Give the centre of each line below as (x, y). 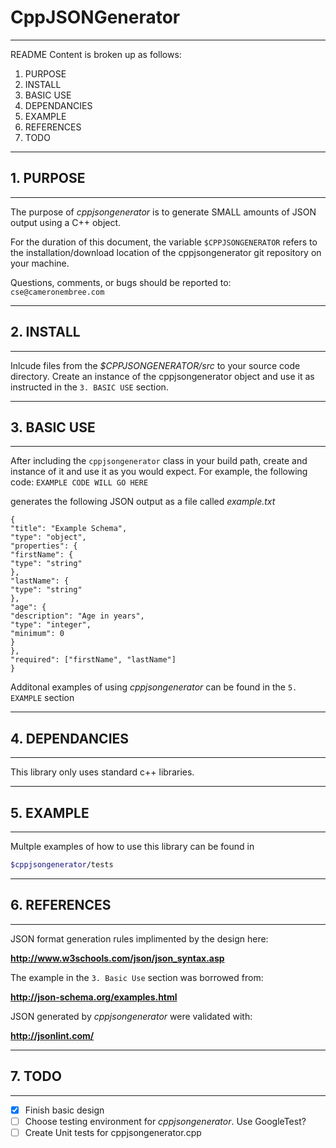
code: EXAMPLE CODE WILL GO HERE (79, 482)
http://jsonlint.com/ (52, 1035)
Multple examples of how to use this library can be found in (132, 846)
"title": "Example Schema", (69, 529)
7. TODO (36, 1076)
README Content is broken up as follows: (96, 54)
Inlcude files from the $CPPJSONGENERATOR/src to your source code (155, 365)
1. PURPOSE (48, 178)
